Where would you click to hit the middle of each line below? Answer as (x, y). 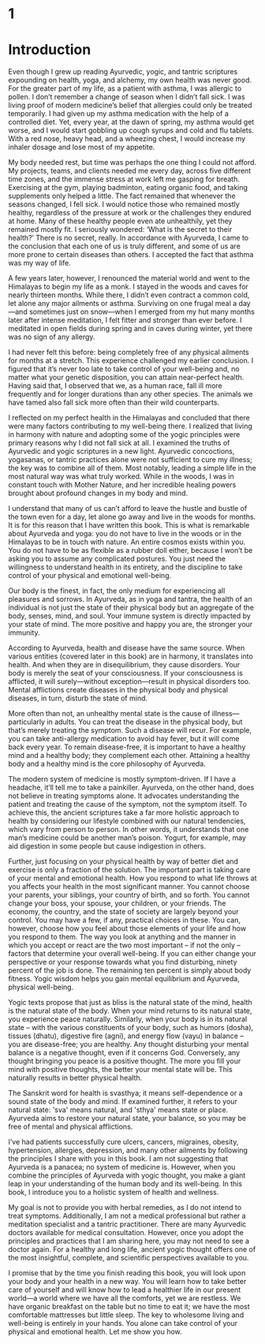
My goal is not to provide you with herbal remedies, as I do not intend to (125, 1208)
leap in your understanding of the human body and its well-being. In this (125, 1184)
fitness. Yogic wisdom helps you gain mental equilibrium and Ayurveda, (124, 979)
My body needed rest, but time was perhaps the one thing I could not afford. (132, 162)
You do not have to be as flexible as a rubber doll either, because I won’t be (131, 551)
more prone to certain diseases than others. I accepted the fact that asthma (131, 255)
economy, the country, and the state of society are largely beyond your (123, 912)
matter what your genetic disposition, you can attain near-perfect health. (126, 377)
